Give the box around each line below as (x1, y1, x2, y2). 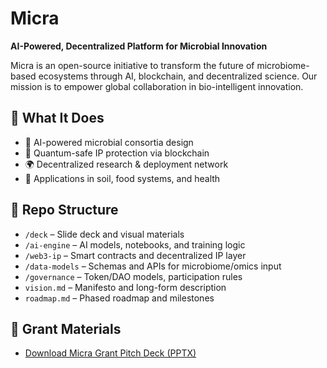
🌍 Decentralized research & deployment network (24, 158, 229, 170)
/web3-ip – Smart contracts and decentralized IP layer (24, 249, 247, 261)
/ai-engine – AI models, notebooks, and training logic (24, 238, 246, 251)
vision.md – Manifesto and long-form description (24, 281, 227, 293)
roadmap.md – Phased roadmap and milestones (24, 292, 215, 304)
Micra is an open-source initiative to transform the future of (10, 59, 255, 71)
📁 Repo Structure (10, 202, 119, 219)
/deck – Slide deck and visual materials (24, 228, 185, 240)
